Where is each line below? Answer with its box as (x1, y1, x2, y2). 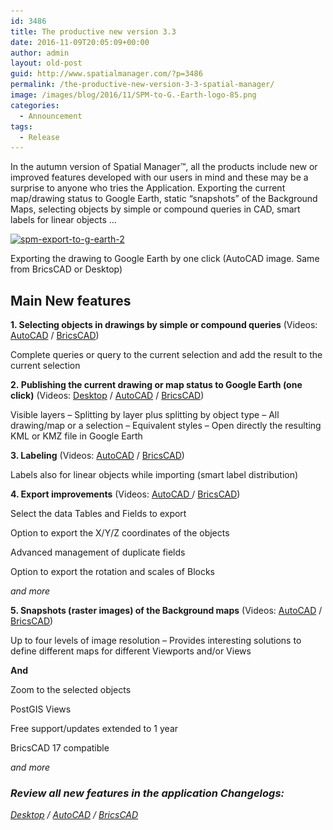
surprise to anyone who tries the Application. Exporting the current (10, 182, 286, 194)
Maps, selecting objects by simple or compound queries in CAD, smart (10, 203, 301, 215)
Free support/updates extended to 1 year (10, 723, 179, 735)
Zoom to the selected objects (10, 684, 132, 696)
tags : (10, 121, 33, 132)
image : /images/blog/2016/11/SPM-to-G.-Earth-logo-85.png (10, 90, 257, 100)
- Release (19, 132, 60, 142)
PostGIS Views (10, 703, 72, 715)
